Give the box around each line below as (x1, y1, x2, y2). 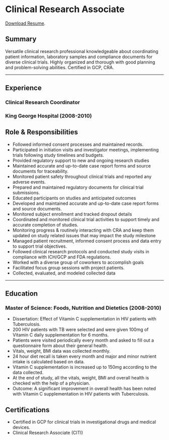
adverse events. (12, 179, 46, 185)
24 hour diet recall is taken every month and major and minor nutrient (12, 353, 157, 359)
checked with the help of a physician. (12, 380, 91, 387)
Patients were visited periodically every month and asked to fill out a (12, 337, 154, 344)
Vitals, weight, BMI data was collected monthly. (12, 348, 111, 354)
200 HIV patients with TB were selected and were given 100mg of (12, 326, 149, 333)
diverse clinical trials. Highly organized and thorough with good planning (5, 59, 155, 65)
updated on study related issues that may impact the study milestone (12, 232, 156, 238)
